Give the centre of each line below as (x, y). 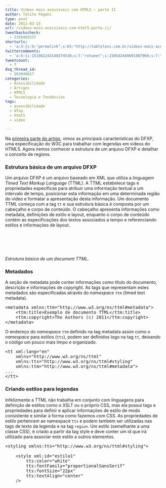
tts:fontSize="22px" (51, 471)
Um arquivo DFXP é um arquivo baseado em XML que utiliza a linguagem (80, 177)
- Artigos (20, 88)
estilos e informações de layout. (38, 225)
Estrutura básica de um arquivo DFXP (51, 167)
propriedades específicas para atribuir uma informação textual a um (74, 188)
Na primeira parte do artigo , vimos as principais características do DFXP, (79, 138)
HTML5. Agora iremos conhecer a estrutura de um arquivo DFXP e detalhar (82, 149)
